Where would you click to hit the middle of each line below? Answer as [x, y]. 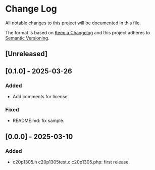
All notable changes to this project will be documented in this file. [73, 23]
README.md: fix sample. [38, 121]
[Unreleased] [27, 54]
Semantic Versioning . [27, 38]
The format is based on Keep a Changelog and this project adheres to [78, 32]
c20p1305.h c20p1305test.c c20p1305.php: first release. [71, 162]
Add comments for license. [41, 97]
